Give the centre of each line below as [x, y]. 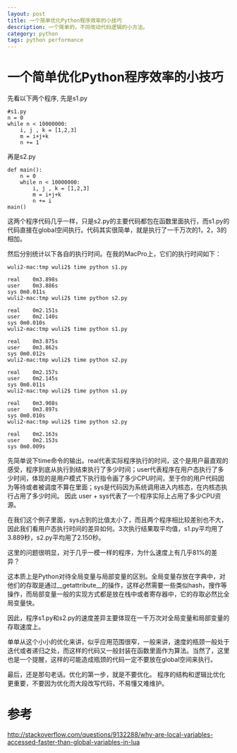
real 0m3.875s [33, 342]
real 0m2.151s [33, 311]
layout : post [26, 14]
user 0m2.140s [33, 317]
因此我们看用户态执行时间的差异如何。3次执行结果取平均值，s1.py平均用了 [115, 529]
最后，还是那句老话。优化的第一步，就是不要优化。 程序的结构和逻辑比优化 [116, 675]
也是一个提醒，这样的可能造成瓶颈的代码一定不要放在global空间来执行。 [112, 660]
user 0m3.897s [33, 410]
